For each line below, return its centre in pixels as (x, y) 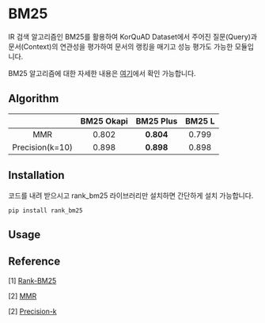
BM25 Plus (157, 121)
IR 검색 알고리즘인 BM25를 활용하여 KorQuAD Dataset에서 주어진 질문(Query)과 (133, 36)
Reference (34, 262)
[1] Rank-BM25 (32, 280)
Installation (36, 175)
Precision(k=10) (43, 147)
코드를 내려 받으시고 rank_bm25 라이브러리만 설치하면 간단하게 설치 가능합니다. (131, 196)
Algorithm (34, 99)
